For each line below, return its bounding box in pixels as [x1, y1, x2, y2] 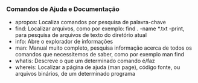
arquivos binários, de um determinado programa [14, 70, 136, 78]
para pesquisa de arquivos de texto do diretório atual [14, 32, 147, 39]
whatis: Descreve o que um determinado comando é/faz [14, 57, 155, 65]
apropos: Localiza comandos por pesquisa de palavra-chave [14, 19, 166, 26]
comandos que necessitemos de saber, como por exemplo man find [14, 51, 185, 58]
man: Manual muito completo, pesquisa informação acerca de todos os [14, 44, 192, 51]
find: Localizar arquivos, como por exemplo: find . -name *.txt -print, [14, 25, 185, 32]
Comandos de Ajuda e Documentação [6, 5, 120, 13]
